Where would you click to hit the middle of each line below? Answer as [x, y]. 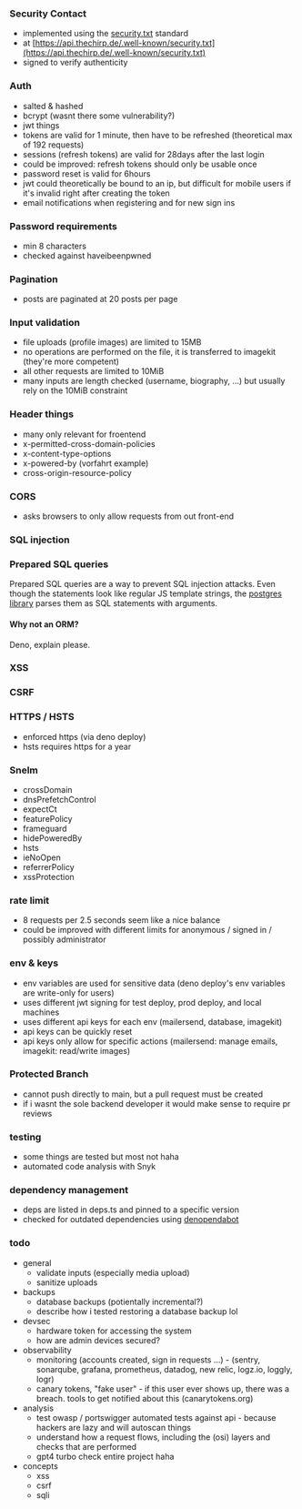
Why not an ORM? [44, 624]
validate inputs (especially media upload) [113, 1272]
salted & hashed [53, 106]
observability [47, 1350]
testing [25, 1137]
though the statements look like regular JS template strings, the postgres [146, 593]
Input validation [45, 323]
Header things [42, 414]
